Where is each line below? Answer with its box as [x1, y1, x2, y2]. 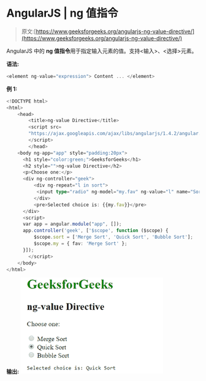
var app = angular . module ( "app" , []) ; [22, 221, 122, 228]
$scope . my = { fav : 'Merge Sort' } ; [33, 241, 128, 247]
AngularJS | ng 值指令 [6, 6, 118, 20]
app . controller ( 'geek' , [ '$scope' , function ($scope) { [22, 228, 169, 234]
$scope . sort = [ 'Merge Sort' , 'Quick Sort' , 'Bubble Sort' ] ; [33, 234, 193, 241]
